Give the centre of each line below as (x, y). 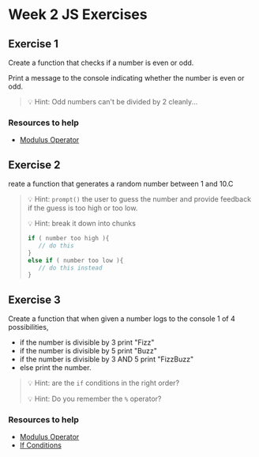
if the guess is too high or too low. (83, 208)
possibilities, (28, 327)
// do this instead (70, 268)
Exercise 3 (34, 299)
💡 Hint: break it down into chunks (82, 224)
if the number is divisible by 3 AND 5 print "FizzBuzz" (107, 359)
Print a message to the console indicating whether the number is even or (126, 78)
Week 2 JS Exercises (78, 15)
